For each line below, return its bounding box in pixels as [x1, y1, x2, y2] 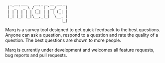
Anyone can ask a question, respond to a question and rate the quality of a [5, 32, 159, 38]
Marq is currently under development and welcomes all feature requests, [5, 47, 155, 53]
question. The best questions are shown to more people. [5, 37, 121, 43]
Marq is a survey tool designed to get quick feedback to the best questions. [5, 27, 161, 33]
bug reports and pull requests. [5, 52, 67, 58]
